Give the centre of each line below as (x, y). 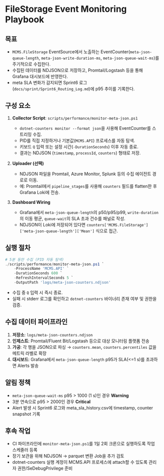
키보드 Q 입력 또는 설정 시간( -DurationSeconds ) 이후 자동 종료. (79, 146)
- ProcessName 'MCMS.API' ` (41, 269)
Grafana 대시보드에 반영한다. (40, 76)
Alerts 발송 (28, 366)
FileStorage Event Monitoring (66, 9)
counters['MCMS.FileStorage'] (117, 225)
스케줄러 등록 (25, 450)
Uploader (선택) (28, 163)
